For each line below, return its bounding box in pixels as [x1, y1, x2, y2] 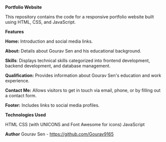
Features [5, 29, 24, 34]
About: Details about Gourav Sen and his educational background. [5, 48, 142, 54]
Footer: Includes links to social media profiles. [5, 102, 100, 108]
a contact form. [5, 93, 37, 98]
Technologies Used [5, 112, 46, 118]
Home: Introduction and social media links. [5, 38, 93, 44]
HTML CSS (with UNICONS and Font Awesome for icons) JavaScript [5, 122, 145, 127]
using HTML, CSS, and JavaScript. [5, 19, 76, 25]
